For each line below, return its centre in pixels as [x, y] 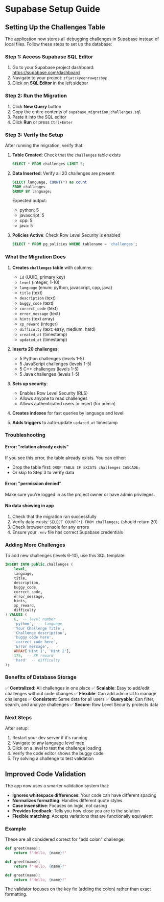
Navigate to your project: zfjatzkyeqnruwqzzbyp [60, 78]
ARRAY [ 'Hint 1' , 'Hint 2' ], [42, 651]
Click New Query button [37, 106]
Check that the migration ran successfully [54, 517]
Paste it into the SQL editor [39, 117]
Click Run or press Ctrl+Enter [42, 122]
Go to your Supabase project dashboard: [53, 68]
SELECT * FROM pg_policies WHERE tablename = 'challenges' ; [75, 244]
